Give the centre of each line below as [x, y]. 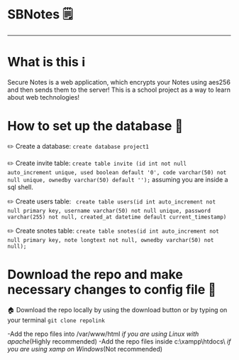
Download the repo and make [95, 275]
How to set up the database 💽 [95, 126]
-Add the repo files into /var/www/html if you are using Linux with [103, 334]
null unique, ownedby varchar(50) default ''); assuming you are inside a [118, 179]
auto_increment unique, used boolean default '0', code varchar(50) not [117, 172]
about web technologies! [44, 97]
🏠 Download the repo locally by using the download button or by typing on [117, 309]
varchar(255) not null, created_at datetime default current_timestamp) [117, 217]
